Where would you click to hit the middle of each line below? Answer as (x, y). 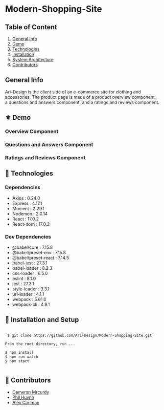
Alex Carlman (26, 402)
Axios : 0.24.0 (26, 198)
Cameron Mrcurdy (31, 392)
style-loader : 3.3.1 (31, 289)
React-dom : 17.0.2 (31, 224)
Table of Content (31, 27)
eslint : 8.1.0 (24, 278)
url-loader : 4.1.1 (28, 294)
